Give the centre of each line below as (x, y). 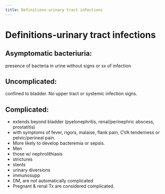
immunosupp (26, 175)
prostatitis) (24, 127)
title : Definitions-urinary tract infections (54, 10)
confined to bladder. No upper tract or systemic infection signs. (71, 93)
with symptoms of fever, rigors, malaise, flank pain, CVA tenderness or (86, 132)
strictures (23, 159)
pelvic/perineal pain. (34, 138)
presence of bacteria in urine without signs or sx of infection (68, 66)
